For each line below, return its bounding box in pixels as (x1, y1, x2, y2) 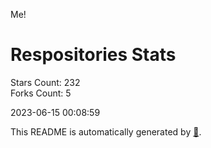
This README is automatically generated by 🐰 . (10, 125, 202, 138)
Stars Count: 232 (10, 76, 81, 88)
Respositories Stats (10, 44, 177, 66)
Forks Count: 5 (10, 87, 72, 99)
